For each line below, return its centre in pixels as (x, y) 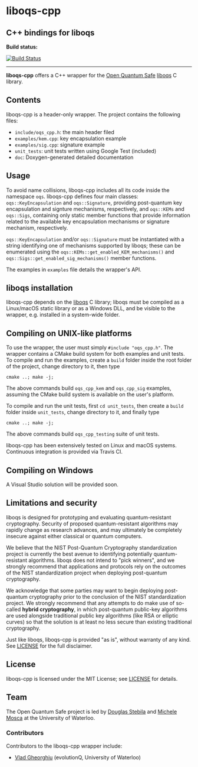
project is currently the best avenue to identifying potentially (79, 554)
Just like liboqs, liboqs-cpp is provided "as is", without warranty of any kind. (99, 639)
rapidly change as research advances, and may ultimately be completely (94, 529)
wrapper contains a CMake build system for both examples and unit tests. (96, 354)
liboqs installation (39, 288)
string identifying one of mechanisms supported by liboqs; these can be (93, 245)
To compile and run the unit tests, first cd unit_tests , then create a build (95, 406)
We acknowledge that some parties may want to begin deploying (85, 590)
